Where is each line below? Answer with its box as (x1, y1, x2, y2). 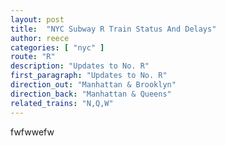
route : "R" (10, 52, 56, 62)
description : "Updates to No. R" (10, 61, 150, 71)
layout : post (10, 14, 65, 25)
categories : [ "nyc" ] (10, 42, 105, 53)
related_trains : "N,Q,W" (10, 98, 114, 108)
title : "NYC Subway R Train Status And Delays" (10, 24, 217, 34)
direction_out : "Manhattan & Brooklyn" (10, 80, 177, 90)
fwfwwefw (10, 126, 55, 138)
